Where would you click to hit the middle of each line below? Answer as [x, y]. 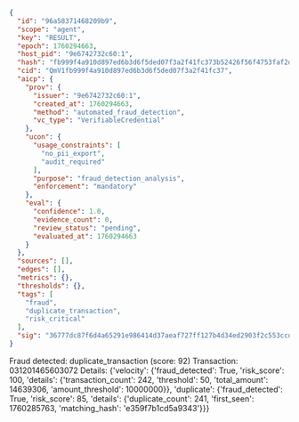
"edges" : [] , [41, 270]
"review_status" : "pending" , [87, 228]
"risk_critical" [56, 319]
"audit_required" [73, 162]
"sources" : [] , [45, 261]
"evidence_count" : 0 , [73, 219]
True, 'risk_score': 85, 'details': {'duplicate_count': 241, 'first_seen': [132, 398]
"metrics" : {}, [45, 278]
